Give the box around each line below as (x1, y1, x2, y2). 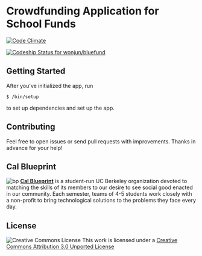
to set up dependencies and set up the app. (6, 104, 115, 111)
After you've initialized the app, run (6, 82, 93, 89)
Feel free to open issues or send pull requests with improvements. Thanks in (6, 137, 196, 145)
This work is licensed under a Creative (82, 237, 178, 244)
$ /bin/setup (6, 93, 39, 100)
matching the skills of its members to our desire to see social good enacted (6, 184, 193, 191)
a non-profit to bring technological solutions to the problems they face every (6, 197, 197, 204)
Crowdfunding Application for (6, 4, 159, 18)
